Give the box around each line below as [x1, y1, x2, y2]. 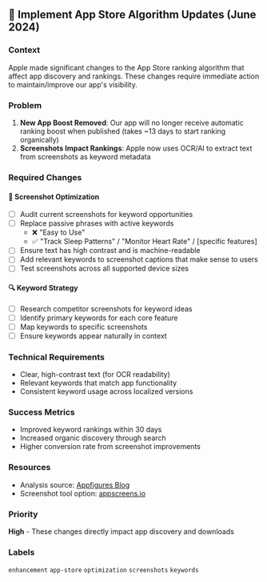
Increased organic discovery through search [19, 433, 166, 443]
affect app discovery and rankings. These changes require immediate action [8, 71, 260, 81]
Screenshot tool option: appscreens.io [19, 488, 146, 498]
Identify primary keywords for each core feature [19, 313, 178, 323]
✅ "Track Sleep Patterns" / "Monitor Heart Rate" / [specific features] [31, 237, 257, 247]
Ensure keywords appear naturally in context [19, 331, 168, 340]
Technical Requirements [8, 351, 106, 363]
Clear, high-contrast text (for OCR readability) [19, 370, 170, 379]
